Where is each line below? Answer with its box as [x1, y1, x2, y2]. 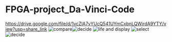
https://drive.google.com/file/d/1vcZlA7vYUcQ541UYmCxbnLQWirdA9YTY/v [5, 20, 167, 27]
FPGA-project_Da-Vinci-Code [5, 4, 135, 15]
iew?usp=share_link [5, 26, 47, 32]
